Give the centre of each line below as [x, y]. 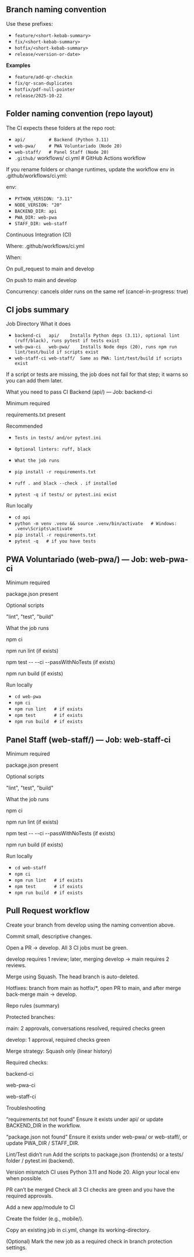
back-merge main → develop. [41, 994]
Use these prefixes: [30, 23]
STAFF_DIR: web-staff [41, 223]
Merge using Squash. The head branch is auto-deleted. [72, 977]
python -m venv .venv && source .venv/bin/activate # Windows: [96, 524]
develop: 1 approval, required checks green [58, 1039]
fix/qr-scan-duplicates [44, 83]
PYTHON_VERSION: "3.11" [44, 199]
